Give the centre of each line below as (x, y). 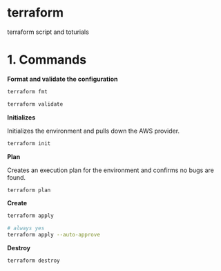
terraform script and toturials (48, 32)
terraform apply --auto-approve (54, 235)
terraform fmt (28, 91)
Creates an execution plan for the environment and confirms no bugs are (110, 170)
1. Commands (47, 60)
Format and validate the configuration (63, 79)
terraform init (29, 143)
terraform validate (35, 104)
